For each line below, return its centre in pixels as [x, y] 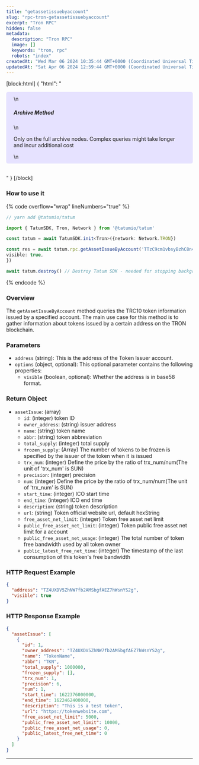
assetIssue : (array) [38, 412]
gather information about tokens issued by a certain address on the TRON [96, 324]
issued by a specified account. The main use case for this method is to [92, 317]
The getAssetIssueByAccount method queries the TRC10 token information [96, 311]
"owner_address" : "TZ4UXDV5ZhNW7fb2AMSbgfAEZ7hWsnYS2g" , [94, 651]
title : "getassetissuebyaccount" [47, 12]
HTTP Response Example [43, 617]
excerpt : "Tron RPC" [32, 23]
